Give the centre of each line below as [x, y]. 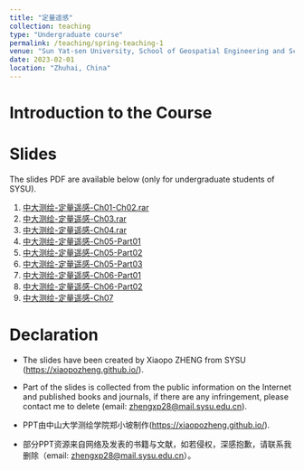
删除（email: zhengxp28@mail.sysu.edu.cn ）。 [109, 455]
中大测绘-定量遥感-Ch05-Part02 [82, 253]
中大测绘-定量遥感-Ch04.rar [75, 230]
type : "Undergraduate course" [66, 34]
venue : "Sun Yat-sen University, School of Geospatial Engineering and [147, 52]
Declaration [54, 335]
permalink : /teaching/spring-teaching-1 [87, 43]
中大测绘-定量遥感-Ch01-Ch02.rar [85, 207]
